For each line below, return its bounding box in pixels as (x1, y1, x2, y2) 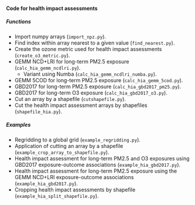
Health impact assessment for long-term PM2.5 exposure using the (14, 167, 177, 174)
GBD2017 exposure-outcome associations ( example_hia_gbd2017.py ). (14, 161, 181, 168)
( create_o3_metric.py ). (14, 52, 70, 59)
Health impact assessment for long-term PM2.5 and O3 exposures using (14, 154, 190, 162)
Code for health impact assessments (6, 5, 98, 12)
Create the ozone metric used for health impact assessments (14, 45, 162, 52)
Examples (6, 121, 31, 129)
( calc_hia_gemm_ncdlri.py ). (14, 64, 81, 71)
